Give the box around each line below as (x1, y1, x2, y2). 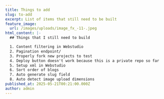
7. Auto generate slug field (9, 72, 70, 77)
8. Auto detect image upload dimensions (9, 77, 95, 82)
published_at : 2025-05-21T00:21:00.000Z (5, 81, 91, 86)
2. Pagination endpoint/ (9, 48, 61, 54)
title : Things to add (5, 7, 50, 12)
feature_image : (5, 21, 37, 26)
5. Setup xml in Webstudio (9, 63, 66, 68)
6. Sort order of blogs (9, 67, 59, 72)
